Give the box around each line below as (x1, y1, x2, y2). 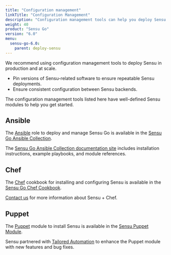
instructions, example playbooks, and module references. (5, 151, 126, 157)
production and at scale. (5, 65, 57, 71)
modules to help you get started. (5, 101, 74, 108)
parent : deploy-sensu (14, 46, 60, 51)
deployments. (12, 81, 42, 87)
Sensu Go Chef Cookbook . (5, 185, 62, 191)
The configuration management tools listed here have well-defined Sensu (5, 96, 160, 102)
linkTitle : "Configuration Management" (5, 12, 91, 17)
